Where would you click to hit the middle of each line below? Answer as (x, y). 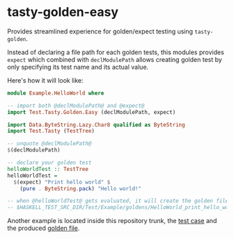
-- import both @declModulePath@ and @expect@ (76, 106)
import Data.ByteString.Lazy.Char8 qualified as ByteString (96, 125)
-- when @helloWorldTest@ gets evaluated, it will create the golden (110, 201)
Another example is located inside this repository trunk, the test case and (112, 221)
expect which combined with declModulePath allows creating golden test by (115, 59)
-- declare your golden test (49, 163)
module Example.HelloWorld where (56, 93)
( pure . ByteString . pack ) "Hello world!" (80, 188)
